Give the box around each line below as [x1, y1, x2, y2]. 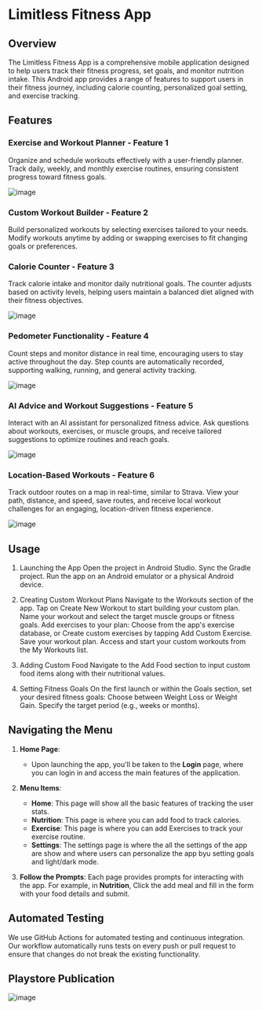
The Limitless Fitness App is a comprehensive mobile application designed [8, 57, 249, 67]
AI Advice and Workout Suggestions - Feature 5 [8, 400, 194, 411]
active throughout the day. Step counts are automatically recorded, [8, 356, 225, 367]
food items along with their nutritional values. [19, 669, 166, 678]
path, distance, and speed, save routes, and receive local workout [8, 496, 221, 505]
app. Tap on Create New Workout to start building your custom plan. [19, 603, 241, 613]
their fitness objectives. [8, 296, 84, 305]
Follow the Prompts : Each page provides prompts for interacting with [19, 872, 245, 882]
